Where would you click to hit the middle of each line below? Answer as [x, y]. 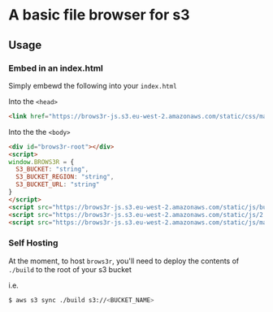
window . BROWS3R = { [41, 162]
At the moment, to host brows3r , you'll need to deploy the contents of [124, 261]
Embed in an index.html [56, 68]
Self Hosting [33, 243]
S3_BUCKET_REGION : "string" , [65, 177]
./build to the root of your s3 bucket [70, 269]
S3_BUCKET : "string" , [52, 169]
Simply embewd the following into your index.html [93, 85]
